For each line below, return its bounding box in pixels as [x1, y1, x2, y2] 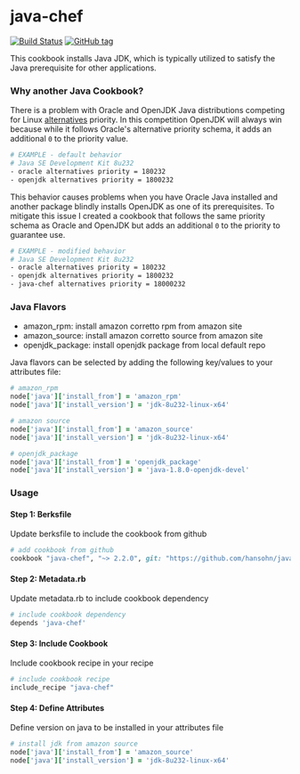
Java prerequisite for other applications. [10, 62, 157, 73]
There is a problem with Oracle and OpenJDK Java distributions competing [10, 105, 286, 116]
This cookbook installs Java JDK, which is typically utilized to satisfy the [10, 53, 275, 63]
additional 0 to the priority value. [10, 134, 128, 144]
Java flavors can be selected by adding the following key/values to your [10, 357, 273, 368]
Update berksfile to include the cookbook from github [10, 528, 207, 540]
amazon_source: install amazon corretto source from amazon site [22, 330, 264, 341]
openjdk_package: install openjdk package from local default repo [22, 340, 266, 351]
